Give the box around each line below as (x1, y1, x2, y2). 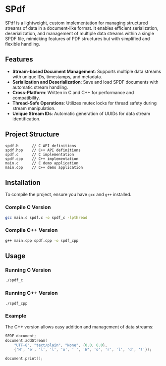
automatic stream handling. (12, 84, 68, 90)
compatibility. (12, 95, 40, 101)
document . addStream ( (5, 338, 48, 343)
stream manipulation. (12, 105, 55, 111)
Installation (5, 178, 41, 187)
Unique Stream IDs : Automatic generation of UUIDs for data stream (12, 110, 150, 116)
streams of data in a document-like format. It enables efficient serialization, (5, 25, 159, 31)
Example (5, 313, 27, 319)
